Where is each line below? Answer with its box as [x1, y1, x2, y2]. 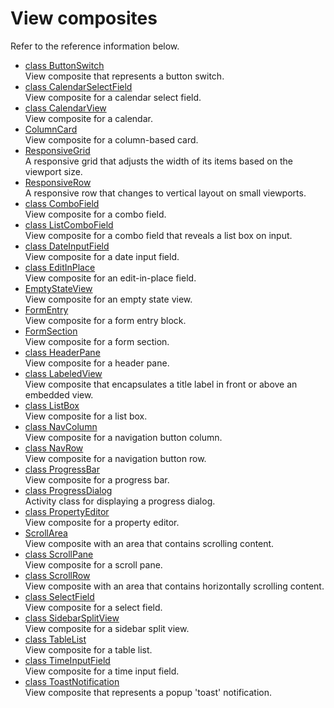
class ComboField [24, 197, 100, 209]
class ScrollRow [24, 569, 91, 581]
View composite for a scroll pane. [24, 558, 163, 571]
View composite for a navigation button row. [24, 452, 207, 464]
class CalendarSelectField [24, 80, 133, 92]
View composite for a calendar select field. [24, 91, 202, 103]
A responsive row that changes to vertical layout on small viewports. [24, 187, 307, 199]
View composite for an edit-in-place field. [24, 272, 197, 284]
